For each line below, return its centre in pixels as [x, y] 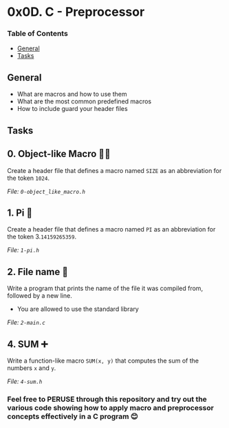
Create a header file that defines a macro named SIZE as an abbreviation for [115, 170]
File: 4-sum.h [25, 381]
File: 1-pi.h [23, 250]
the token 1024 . [29, 178]
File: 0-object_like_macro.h [46, 191]
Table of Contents [38, 34]
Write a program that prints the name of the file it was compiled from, [105, 288]
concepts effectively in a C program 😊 [73, 416]
